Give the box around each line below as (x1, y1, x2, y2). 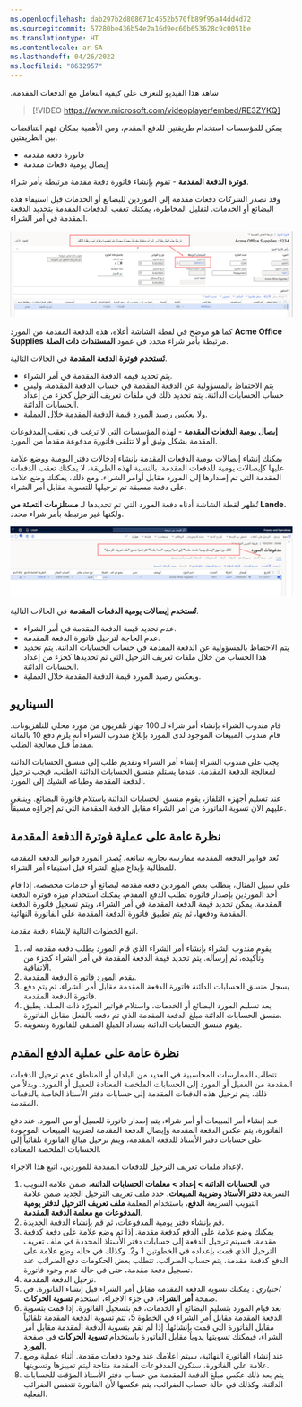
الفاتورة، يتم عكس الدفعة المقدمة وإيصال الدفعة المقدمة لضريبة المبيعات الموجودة (10, 1125, 283, 1136)
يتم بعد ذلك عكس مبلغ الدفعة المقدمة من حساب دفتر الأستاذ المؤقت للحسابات (22, 1369, 285, 1380)
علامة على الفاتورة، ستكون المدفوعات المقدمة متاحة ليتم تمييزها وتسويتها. (22, 1360, 270, 1371)
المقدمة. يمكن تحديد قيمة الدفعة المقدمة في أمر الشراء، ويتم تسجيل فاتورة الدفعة (10, 899, 283, 910)
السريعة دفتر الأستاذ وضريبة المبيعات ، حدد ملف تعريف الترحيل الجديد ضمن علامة (22, 1188, 289, 1199)
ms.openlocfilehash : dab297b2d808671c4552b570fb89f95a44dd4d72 (10, 14, 252, 23)
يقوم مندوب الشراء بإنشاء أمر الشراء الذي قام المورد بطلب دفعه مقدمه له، (22, 943, 272, 954)
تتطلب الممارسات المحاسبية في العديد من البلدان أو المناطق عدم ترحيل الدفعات (10, 1069, 277, 1080)
